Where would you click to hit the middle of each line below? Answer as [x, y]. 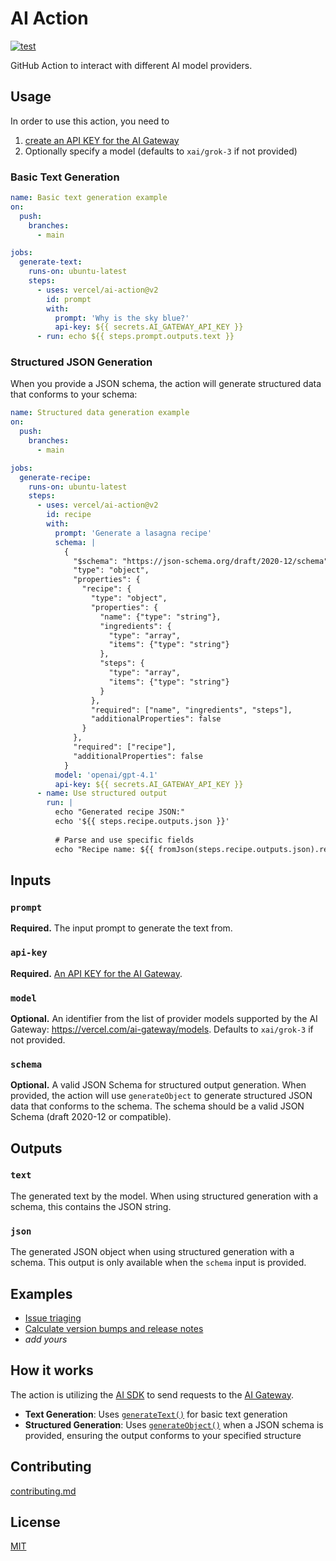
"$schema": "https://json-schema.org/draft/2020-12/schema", [203, 561]
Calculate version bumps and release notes [114, 1328]
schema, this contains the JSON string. [91, 1206]
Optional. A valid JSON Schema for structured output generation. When [158, 1085]
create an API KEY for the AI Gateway [102, 140]
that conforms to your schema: [74, 394]
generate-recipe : [55, 477]
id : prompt [69, 299]
